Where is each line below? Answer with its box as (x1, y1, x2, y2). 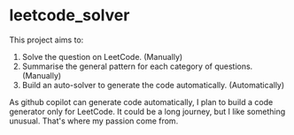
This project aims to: (9, 34, 84, 45)
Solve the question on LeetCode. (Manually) (21, 51, 183, 62)
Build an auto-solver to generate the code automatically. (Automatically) (21, 79, 285, 90)
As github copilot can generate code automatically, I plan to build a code (9, 96, 274, 107)
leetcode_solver (9, 5, 130, 26)
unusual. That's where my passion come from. (9, 116, 179, 126)
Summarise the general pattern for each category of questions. (21, 61, 253, 71)
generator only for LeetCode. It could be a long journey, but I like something (9, 106, 286, 116)
